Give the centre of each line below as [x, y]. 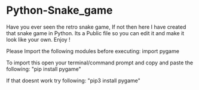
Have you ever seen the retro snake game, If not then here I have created [96, 27]
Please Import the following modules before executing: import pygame [93, 51]
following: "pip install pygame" [44, 69]
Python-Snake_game [59, 10]
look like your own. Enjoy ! [38, 39]
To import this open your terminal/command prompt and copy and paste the [99, 63]
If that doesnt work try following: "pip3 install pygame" [73, 80]
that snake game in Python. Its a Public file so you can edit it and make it [95, 33]
